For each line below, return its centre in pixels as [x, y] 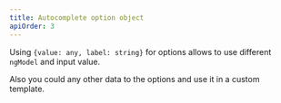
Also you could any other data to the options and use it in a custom [135, 79]
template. [27, 89]
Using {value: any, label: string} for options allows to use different [140, 51]
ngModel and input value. [55, 61]
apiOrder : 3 [32, 26]
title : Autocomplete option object [77, 18]
